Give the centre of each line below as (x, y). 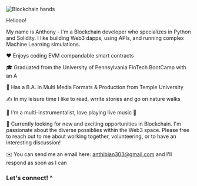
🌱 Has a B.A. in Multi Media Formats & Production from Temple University (95, 87)
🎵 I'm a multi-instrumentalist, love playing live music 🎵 (71, 112)
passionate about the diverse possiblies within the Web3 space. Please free (98, 130)
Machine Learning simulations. (43, 44)
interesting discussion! (34, 143)
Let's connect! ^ (29, 178)
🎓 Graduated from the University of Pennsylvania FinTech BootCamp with (96, 67)
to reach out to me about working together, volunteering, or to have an (91, 136)
